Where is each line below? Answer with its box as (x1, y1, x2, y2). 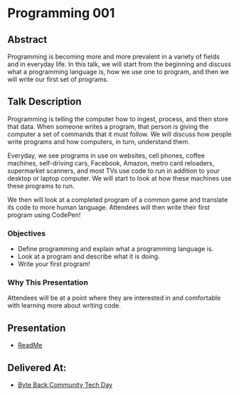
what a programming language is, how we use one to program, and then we (7, 68, 229, 76)
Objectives (7, 228, 46, 238)
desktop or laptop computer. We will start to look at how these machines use (7, 173, 232, 183)
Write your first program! (17, 260, 90, 268)
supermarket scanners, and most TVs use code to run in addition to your (7, 166, 221, 175)
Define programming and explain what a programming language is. (17, 245, 214, 253)
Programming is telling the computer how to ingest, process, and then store (7, 114, 229, 123)
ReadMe (17, 341, 43, 350)
